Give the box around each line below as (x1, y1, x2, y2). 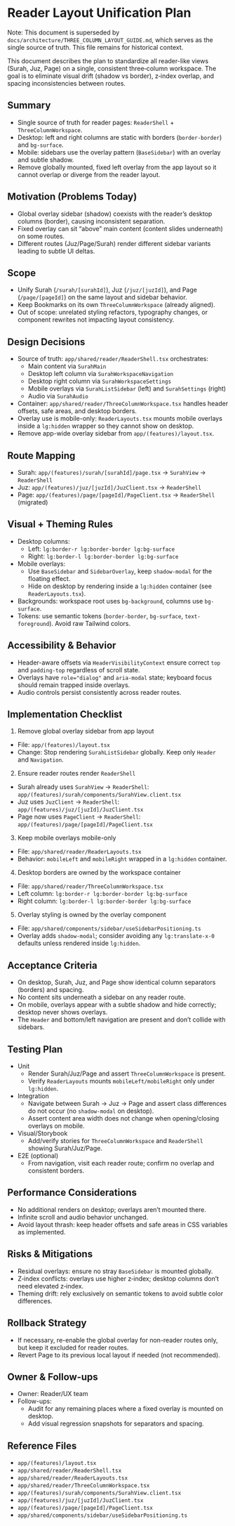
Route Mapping (7, 450, 76, 462)
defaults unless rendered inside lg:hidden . (17, 939, 141, 948)
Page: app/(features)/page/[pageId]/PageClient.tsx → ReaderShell (17, 490, 215, 499)
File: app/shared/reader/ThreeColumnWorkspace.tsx (17, 882, 163, 890)
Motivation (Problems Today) (7, 191, 137, 203)
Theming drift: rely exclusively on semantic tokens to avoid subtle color (17, 1289, 223, 1298)
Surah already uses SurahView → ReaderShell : (17, 783, 149, 791)
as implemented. (17, 1227, 66, 1236)
